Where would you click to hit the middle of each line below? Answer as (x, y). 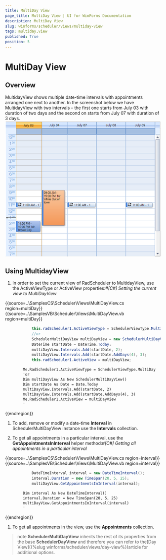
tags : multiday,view (26, 31)
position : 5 (17, 42)
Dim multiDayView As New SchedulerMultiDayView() (75, 379)
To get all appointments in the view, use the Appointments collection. (83, 527)
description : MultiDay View (34, 21)
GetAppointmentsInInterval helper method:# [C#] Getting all (74, 443)
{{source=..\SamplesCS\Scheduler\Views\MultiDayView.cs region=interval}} (83, 458)
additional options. (36, 552)
